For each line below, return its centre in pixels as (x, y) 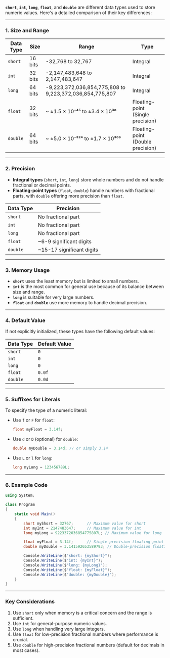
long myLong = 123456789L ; (41, 467)
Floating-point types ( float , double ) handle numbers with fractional (84, 190)
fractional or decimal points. (42, 185)
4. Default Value (25, 320)
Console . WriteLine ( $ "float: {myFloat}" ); (68, 570)
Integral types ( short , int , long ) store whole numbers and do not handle (88, 179)
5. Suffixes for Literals (33, 400)
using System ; (20, 496)
